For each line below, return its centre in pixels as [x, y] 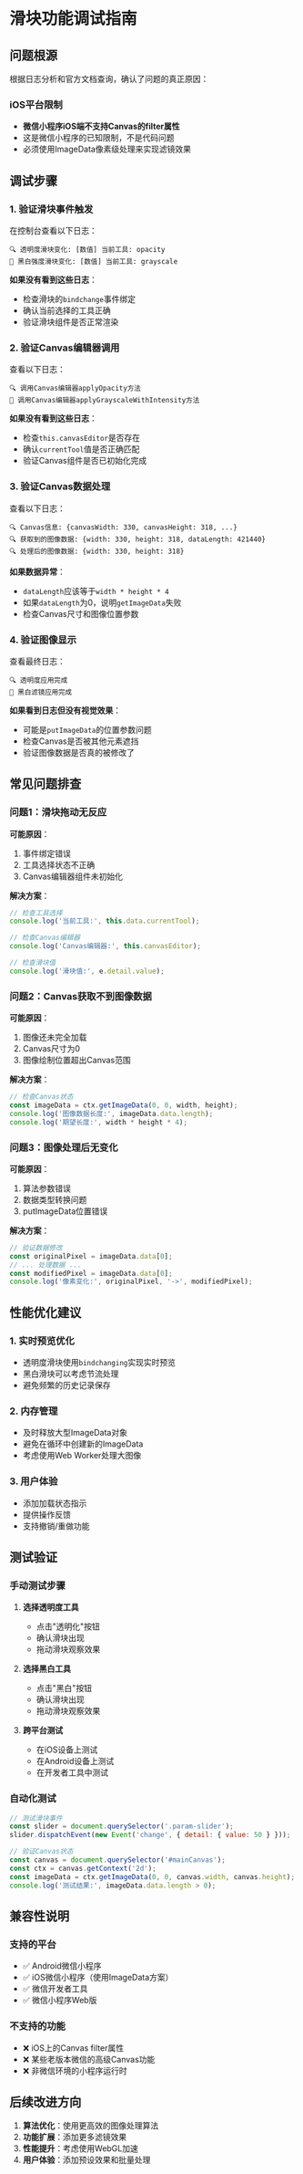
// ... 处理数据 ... [45, 1265]
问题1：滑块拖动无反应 [58, 812]
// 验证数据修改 [36, 1248]
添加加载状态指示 [55, 1503]
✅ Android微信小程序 [62, 1966]
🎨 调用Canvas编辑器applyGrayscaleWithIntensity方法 [105, 401]
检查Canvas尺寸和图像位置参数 [81, 613]
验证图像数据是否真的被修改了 [78, 752]
